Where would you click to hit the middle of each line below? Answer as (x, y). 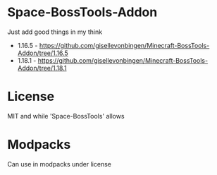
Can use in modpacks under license (59, 164)
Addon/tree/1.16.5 (43, 53)
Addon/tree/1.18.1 (42, 68)
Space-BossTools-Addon (82, 12)
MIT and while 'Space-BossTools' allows (66, 116)
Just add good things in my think (55, 32)
